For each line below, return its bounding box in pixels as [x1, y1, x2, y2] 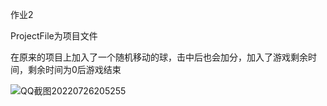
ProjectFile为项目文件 [10, 30, 98, 42]
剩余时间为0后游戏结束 [27, 64, 122, 75]
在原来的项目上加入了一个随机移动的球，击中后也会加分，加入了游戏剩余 [10, 51, 308, 63]
